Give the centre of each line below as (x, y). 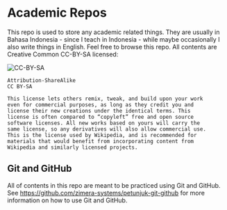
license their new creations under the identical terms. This (99, 111)
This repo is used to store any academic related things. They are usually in (113, 32)
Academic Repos (57, 13)
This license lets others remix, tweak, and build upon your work (105, 99)
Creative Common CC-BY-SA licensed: (63, 54)
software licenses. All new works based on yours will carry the (103, 123)
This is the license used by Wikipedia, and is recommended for (102, 135)
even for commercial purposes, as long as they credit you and (101, 105)
